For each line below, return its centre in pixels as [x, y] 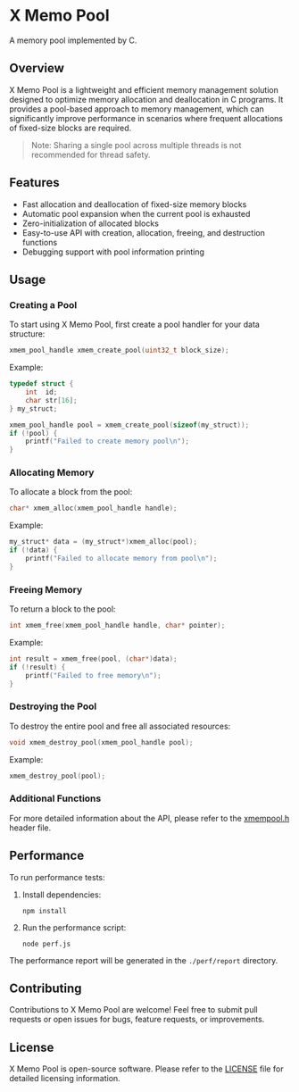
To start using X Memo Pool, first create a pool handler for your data [135, 325]
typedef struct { [42, 384]
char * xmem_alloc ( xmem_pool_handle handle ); [93, 508]
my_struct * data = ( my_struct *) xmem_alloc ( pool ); [104, 542]
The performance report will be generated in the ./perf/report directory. [144, 960]
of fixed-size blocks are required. [71, 128]
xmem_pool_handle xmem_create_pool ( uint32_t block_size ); [119, 350]
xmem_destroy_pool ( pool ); [57, 776]
